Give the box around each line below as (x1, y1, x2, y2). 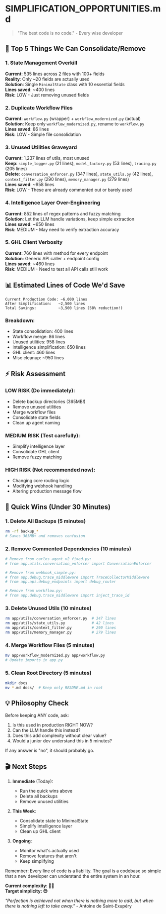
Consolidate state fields (12, 414, 61, 420)
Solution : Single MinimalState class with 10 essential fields (5, 81, 125, 87)
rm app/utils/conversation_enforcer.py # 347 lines (5, 616, 116, 621)
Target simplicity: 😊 (5, 888, 48, 894)
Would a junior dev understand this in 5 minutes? (12, 737, 112, 744)
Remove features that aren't (19, 853, 77, 859)
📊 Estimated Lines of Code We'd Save (5, 281, 125, 290)
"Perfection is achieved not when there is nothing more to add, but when (5, 898, 154, 904)
